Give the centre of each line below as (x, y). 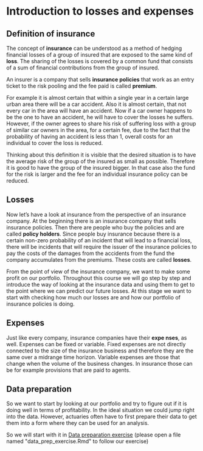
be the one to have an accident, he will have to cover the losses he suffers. (100, 117)
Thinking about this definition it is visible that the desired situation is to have (101, 155)
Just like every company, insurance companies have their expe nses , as (97, 337)
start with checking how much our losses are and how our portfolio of (94, 297)
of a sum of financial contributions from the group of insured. (83, 68)
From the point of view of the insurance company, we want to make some (98, 271)
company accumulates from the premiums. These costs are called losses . (99, 259)
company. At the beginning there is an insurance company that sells (91, 221)
